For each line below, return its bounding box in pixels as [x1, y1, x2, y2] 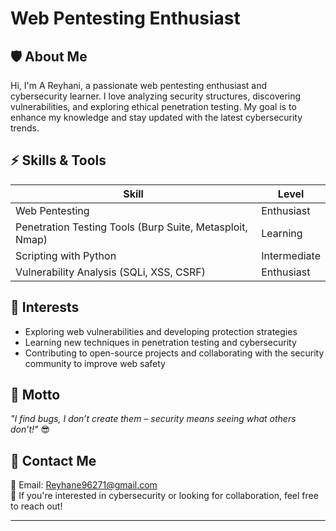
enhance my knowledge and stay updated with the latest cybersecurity [10, 112, 303, 123]
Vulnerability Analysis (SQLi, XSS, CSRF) [15, 265, 206, 279]
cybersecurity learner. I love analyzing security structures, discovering [10, 90, 302, 102]
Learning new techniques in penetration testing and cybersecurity [24, 336, 297, 348]
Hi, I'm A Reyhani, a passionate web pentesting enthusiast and [10, 80, 267, 91]
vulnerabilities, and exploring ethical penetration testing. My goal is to [10, 101, 297, 112]
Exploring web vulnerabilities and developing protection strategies [24, 325, 298, 337]
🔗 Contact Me [10, 452, 97, 469]
